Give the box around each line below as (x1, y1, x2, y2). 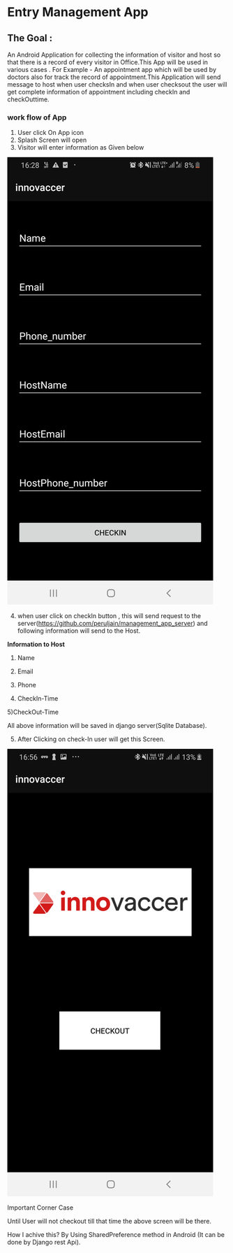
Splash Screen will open (17, 136, 87, 144)
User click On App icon (17, 129, 84, 137)
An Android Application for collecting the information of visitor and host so (7, 50, 221, 59)
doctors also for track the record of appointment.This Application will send (7, 73, 221, 81)
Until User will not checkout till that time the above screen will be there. (7, 1217, 211, 1226)
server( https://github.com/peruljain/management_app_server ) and (17, 620, 208, 628)
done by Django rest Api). (7, 1238, 81, 1247)
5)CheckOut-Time (7, 708, 59, 717)
